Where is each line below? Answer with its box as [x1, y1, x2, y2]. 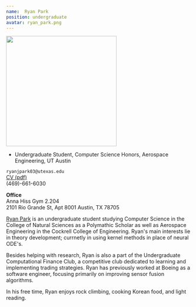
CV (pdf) [6, 174, 28, 181]
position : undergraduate [6, 14, 67, 20]
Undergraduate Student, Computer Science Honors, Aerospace [14, 151, 169, 158]
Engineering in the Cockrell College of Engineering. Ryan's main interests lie [6, 228, 191, 235]
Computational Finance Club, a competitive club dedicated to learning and [6, 258, 187, 265]
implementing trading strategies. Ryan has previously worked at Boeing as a [6, 264, 190, 271]
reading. [6, 295, 26, 302]
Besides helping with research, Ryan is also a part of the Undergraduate [6, 252, 181, 259]
